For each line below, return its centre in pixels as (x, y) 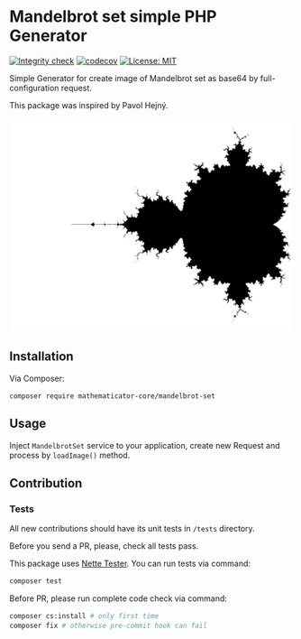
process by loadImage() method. (70, 455)
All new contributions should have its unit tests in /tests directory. (132, 529)
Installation (41, 357)
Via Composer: (37, 378)
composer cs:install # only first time (84, 616)
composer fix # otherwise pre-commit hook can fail (108, 625)
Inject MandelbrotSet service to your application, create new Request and (145, 445)
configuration (34, 88)
